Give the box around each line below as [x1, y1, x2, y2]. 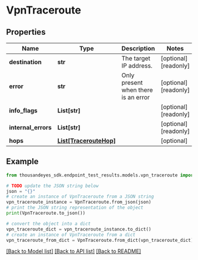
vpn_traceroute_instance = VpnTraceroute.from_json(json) [6, 199, 151, 205]
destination [9, 58, 42, 66]
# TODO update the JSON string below [6, 183, 99, 189]
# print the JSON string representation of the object [6, 205, 144, 211]
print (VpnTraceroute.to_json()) [6, 210, 85, 216]
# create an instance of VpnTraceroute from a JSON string [6, 194, 154, 200]
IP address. [121, 62, 153, 69]
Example [6, 156, 39, 166]
